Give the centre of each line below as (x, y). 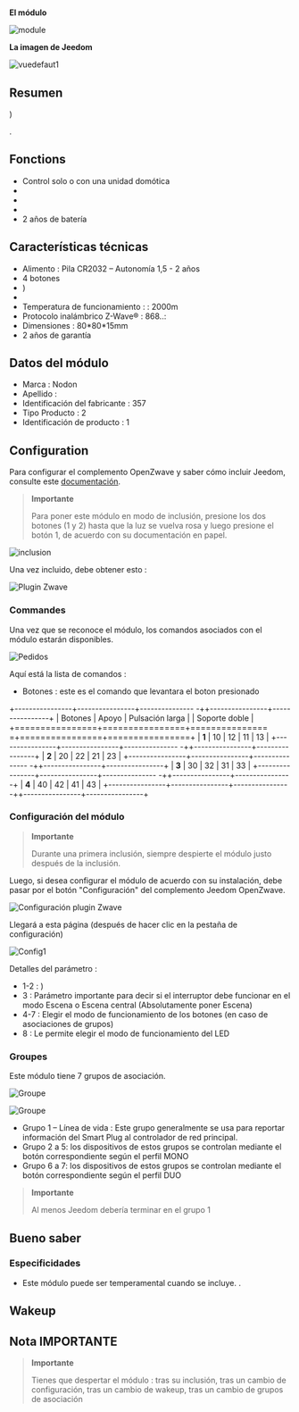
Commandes (37, 610)
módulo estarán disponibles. (62, 639)
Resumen (36, 92)
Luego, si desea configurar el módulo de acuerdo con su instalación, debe (146, 880)
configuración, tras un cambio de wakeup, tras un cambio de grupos (157, 1390)
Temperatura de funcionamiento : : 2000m (100, 306)
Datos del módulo (59, 363)
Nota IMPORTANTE (63, 1341)
